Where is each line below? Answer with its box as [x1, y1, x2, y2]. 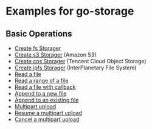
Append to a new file [14, 90, 67, 97]
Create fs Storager [14, 44, 61, 52]
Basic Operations [5, 29, 72, 39]
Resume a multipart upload [14, 110, 83, 116]
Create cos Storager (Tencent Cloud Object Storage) [14, 58, 147, 64]
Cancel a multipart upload [14, 116, 80, 123]
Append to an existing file [14, 96, 79, 103]
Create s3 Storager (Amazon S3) [14, 51, 97, 58]
